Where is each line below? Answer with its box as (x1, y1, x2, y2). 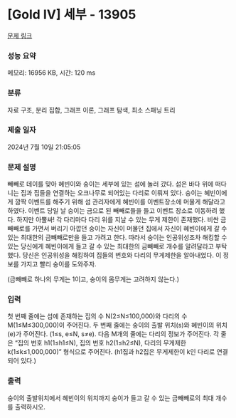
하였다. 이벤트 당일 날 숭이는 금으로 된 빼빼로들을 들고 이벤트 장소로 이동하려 (7, 207, 218, 215)
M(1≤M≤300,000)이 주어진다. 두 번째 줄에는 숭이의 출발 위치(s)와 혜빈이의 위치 (7, 321, 227, 330)
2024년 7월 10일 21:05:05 (7, 142, 81, 151)
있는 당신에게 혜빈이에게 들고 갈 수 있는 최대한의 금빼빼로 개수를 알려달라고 (7, 242, 215, 251)
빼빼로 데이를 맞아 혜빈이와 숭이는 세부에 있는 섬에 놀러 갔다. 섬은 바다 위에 (7, 179, 214, 189)
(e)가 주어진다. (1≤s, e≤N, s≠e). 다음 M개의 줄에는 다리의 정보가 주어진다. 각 (7, 330, 220, 338)
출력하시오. (14, 402, 46, 411)
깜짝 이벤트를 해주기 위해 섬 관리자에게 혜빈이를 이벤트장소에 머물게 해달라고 (14, 197, 226, 207)
